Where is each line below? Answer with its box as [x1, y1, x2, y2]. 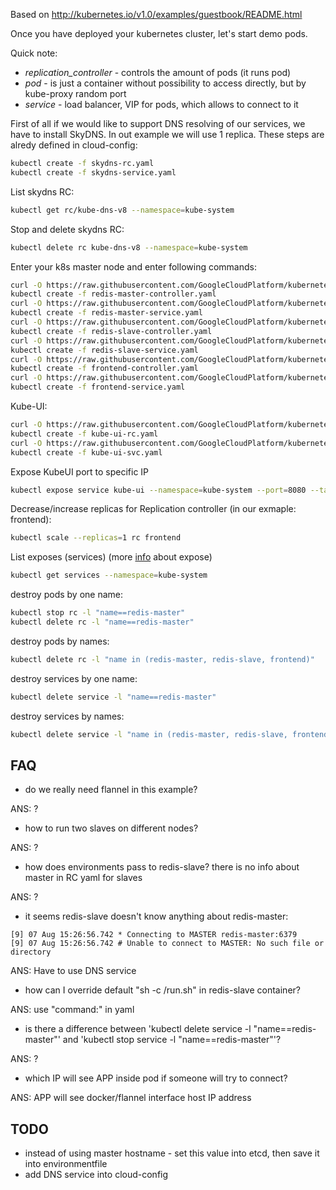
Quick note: [10, 47, 58, 59]
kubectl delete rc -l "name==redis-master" [10, 617, 195, 627]
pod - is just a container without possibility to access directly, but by [24, 77, 307, 89]
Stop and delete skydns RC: [10, 223, 125, 235]
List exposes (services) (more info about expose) [10, 551, 213, 563]
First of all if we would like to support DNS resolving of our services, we [10, 118, 306, 129]
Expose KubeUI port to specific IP [10, 465, 150, 478]
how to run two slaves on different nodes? [24, 822, 199, 834]
